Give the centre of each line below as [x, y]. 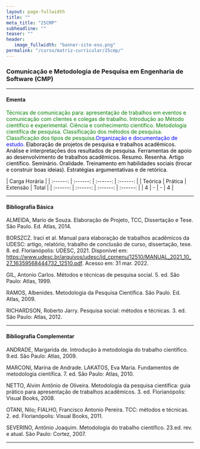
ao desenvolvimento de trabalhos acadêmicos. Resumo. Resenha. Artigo [95, 157]
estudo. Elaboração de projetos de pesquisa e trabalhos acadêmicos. [91, 144]
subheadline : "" [26, 28]
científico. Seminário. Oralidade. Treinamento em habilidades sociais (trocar [99, 163]
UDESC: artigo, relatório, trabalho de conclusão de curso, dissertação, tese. [99, 244]
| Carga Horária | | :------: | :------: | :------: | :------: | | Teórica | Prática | [96, 181]
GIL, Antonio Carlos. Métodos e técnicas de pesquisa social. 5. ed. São [93, 275]
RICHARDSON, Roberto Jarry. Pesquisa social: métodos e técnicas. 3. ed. [96, 311]
